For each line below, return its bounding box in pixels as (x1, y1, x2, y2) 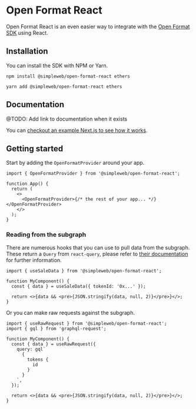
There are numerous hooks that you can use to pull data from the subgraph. (6, 244, 190, 251)
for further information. (6, 257, 62, 264)
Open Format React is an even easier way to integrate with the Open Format (6, 23, 190, 30)
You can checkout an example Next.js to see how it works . (6, 127, 148, 134)
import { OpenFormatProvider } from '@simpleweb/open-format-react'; (6, 171, 181, 177)
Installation (6, 46, 48, 56)
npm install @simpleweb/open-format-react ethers (6, 73, 131, 79)
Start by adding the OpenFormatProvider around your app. (6, 159, 145, 167)
